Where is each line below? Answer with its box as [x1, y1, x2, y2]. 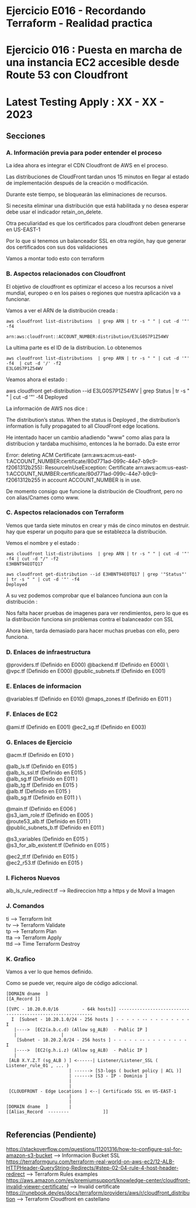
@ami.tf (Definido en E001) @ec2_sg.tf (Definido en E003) [6, 723, 146, 730]
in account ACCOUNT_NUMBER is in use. [42, 476, 142, 483]
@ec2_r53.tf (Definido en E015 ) [6, 860, 83, 867]
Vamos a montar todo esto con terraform [6, 255, 105, 262]
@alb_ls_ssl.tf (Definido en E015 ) [6, 769, 87, 776]
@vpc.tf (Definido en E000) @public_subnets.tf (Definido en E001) [6, 668, 166, 675]
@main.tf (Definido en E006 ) [6, 806, 77, 813]
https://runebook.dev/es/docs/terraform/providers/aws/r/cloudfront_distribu [6, 1189, 190, 1196]
